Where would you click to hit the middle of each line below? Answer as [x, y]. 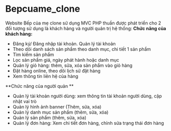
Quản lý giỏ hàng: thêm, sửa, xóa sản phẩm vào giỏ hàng [72, 65]
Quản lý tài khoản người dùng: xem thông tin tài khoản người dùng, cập [87, 96]
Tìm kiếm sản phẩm [33, 55]
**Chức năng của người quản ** [40, 86]
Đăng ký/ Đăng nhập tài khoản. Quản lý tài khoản [64, 43]
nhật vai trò [25, 101]
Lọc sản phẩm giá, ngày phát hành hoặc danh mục [66, 60]
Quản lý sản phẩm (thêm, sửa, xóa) [50, 117]
